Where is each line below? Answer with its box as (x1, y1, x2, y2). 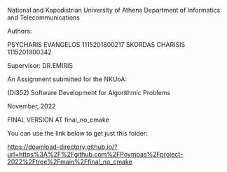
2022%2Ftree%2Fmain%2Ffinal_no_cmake (7, 157, 133, 166)
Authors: (7, 27, 32, 35)
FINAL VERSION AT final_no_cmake (7, 115, 110, 124)
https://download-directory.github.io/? (7, 143, 118, 151)
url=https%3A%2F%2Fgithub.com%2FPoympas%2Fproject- (7, 150, 184, 158)
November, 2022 (7, 102, 56, 110)
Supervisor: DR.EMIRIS (7, 62, 74, 69)
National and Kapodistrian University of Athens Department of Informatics (7, 6, 221, 14)
